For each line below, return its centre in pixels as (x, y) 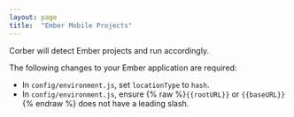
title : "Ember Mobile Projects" (71, 26)
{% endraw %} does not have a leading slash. (105, 103)
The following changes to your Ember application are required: (123, 68)
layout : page (33, 17)
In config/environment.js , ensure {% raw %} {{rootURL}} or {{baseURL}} (154, 94)
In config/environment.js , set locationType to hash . (116, 84)
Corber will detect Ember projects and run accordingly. (109, 50)
